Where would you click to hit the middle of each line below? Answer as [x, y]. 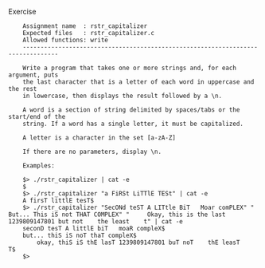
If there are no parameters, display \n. [92, 152]
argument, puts [33, 75]
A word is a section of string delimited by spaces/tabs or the [131, 110]
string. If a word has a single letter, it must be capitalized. [133, 124]
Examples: [39, 166]
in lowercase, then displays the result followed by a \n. [123, 96]
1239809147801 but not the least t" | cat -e [95, 222]
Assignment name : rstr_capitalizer [85, 26]
